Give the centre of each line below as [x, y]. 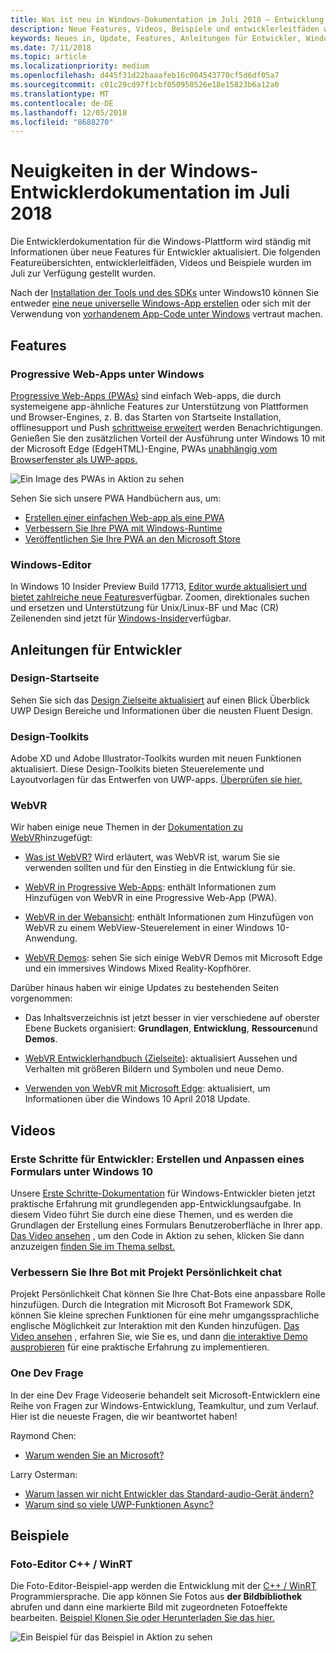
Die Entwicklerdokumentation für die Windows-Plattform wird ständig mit [161, 242]
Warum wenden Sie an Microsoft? [94, 1455]
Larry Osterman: [44, 1474]
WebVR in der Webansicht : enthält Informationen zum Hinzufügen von [169, 917]
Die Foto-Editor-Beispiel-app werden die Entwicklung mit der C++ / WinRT [163, 1586]
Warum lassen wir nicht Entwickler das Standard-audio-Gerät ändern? [169, 1493]
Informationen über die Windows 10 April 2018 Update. [137, 1099]
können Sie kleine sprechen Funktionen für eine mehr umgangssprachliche [165, 1315]
